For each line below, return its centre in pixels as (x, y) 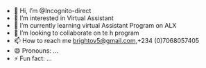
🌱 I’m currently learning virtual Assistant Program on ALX (95, 25)
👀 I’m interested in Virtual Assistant (63, 18)
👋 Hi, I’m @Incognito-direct (52, 11)
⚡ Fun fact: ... (33, 58)
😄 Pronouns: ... (36, 51)
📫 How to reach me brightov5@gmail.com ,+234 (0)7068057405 (106, 41)
